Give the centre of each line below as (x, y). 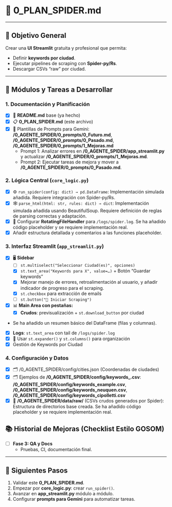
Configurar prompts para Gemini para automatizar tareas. (74, 499)
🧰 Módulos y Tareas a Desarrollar (59, 90)
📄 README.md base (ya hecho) (46, 115)
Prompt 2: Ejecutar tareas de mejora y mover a (69, 162)
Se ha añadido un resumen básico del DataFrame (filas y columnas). (85, 323)
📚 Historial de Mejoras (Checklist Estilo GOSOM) (85, 429)
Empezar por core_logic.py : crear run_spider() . (63, 488)
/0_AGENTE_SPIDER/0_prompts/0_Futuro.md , (62, 135)
